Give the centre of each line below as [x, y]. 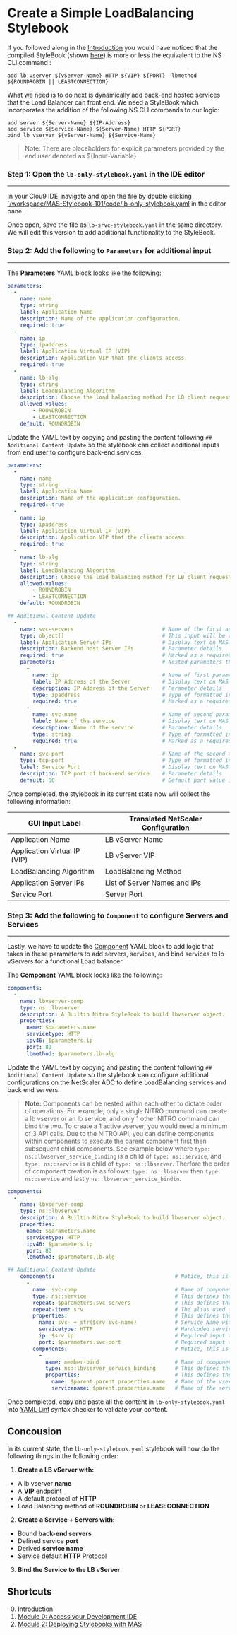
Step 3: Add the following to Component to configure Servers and [118, 915]
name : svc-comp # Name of [118, 1289]
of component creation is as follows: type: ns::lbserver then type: [123, 1171]
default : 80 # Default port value [123, 780]
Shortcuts [30, 1592]
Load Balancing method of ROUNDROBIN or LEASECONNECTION [113, 1506]
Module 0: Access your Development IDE [77, 1616]
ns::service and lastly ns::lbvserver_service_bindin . [103, 1178]
